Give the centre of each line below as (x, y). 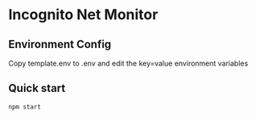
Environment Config (60, 44)
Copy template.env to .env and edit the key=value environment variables (128, 63)
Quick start (37, 88)
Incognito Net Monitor (83, 15)
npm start (25, 107)
